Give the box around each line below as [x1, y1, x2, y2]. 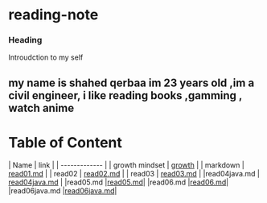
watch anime [8, 101, 75, 114]
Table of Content [8, 134, 123, 152]
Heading [8, 35, 43, 46]
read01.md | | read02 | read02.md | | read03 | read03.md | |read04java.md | [8, 168, 260, 178]
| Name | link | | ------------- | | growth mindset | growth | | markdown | [8, 159, 245, 170]
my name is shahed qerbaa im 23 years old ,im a [8, 76, 255, 89]
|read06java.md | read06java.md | [8, 185, 117, 195]
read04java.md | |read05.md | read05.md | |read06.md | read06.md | [8, 177, 229, 187]
